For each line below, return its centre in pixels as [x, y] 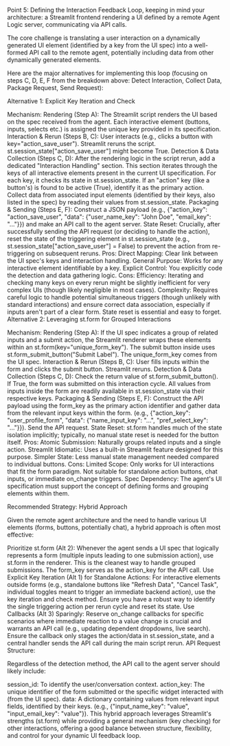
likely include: [26, 671]
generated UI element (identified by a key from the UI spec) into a [100, 45]
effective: [21, 535]
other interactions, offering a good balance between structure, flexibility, [110, 728]
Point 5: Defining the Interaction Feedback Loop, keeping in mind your [106, 10]
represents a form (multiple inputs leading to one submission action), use [111, 555]
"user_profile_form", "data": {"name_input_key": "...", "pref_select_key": [108, 420]
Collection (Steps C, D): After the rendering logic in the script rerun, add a [111, 158]
